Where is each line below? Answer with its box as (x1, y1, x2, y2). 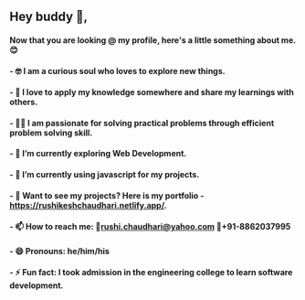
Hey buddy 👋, (9, 9, 89, 25)
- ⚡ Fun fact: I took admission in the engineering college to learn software (9, 267, 293, 278)
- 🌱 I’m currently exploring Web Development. (9, 148, 187, 159)
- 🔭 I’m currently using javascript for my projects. (9, 168, 200, 179)
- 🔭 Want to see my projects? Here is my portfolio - (9, 189, 205, 201)
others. (9, 97, 38, 108)
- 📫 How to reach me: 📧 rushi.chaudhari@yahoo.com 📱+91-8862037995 (9, 221, 291, 232)
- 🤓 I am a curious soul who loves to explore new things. (9, 65, 226, 76)
